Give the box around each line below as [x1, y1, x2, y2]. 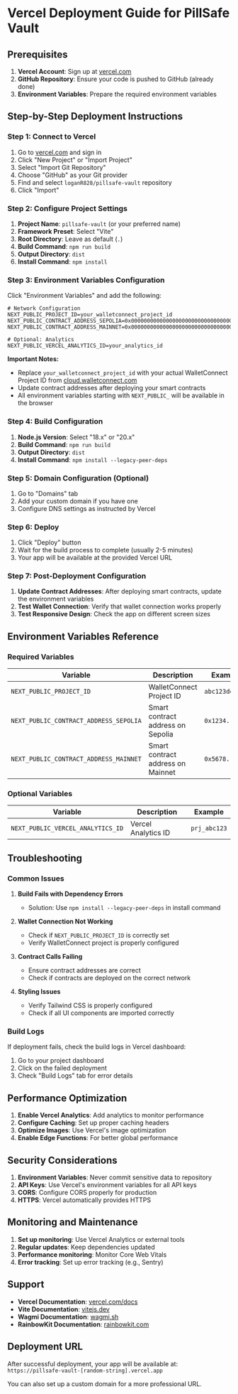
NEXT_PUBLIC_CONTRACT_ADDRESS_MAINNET [11, 755, 142, 763]
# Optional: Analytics [7, 336, 74, 343]
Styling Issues [17, 987, 61, 996]
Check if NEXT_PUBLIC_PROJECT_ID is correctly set [28, 931, 170, 940]
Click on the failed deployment [17, 1064, 108, 1073]
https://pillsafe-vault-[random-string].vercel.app [7, 1367, 163, 1374]
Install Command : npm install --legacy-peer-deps [17, 455, 168, 463]
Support [7, 1278, 45, 1291]
